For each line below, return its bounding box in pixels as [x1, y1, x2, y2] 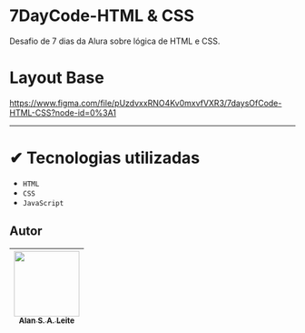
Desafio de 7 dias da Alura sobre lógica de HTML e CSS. [9, 35, 221, 46]
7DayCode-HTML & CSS [9, 5, 195, 26]
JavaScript [22, 198, 64, 207]
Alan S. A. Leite [18, 316, 75, 326]
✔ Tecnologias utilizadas [9, 147, 201, 168]
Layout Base [9, 67, 104, 88]
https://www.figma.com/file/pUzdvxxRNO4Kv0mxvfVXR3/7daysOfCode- [9, 97, 282, 108]
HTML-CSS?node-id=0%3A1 [9, 106, 116, 118]
